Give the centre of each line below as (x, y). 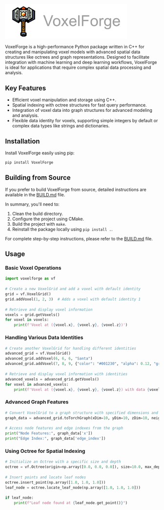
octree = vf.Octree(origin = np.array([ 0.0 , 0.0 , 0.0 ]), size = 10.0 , (74, 467)
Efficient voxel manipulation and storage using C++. (64, 100)
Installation (22, 141)
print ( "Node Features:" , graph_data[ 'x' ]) (49, 433)
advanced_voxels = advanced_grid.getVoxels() (52, 379)
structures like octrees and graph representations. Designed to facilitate (77, 57)
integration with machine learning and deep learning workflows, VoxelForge (81, 63)
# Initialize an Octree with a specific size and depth (63, 462)
